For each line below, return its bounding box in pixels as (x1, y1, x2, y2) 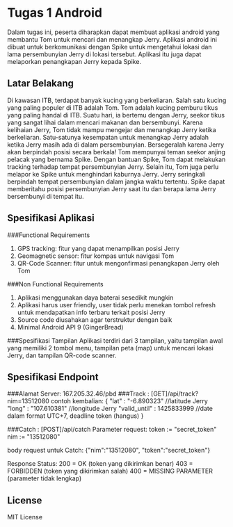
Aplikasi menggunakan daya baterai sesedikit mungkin (17, 293, 174, 302)
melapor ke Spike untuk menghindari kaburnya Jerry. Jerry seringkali (7, 170, 206, 178)
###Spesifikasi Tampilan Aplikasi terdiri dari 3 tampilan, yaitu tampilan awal (7, 336, 223, 345)
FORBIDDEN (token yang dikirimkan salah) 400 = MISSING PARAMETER (7, 467, 214, 476)
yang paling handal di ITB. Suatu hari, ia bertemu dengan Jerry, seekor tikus (7, 111, 225, 119)
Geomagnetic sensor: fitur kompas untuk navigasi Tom (17, 252, 175, 260)
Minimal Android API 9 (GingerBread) (17, 323, 124, 331)
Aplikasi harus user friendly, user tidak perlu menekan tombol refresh (17, 300, 216, 309)
